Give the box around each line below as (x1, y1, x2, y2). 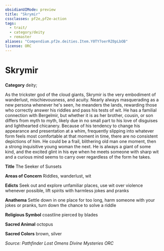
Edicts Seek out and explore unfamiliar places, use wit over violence (5, 182, 143, 188)
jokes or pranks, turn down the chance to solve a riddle (5, 202, 117, 208)
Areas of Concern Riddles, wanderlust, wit (5, 173, 92, 179)
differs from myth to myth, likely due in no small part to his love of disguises (5, 117, 158, 123)
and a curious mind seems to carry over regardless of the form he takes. (5, 154, 151, 160)
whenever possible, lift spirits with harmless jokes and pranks (5, 187, 129, 193)
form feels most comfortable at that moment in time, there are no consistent (5, 133, 158, 139)
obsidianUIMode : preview (5, 7, 56, 12)
